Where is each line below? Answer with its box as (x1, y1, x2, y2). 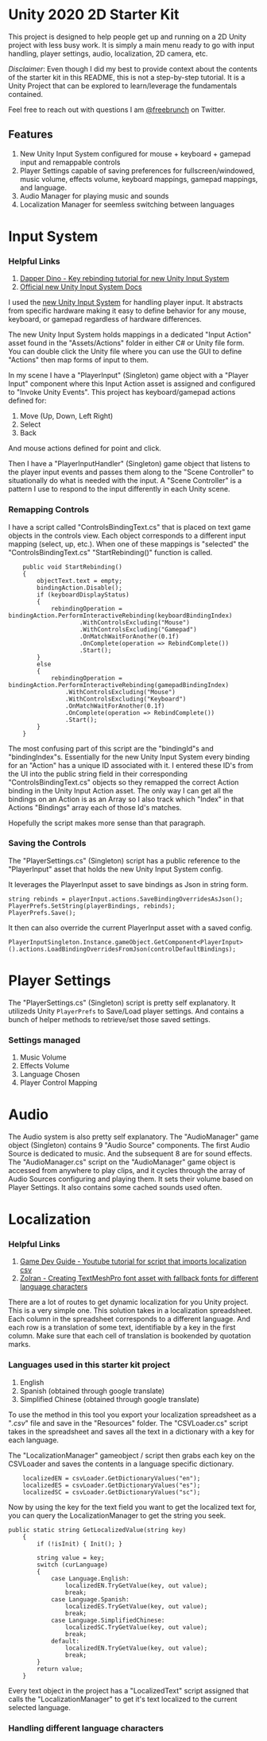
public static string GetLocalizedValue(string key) (8, 1526, 187, 1534)
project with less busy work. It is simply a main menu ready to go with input (8, 40, 255, 49)
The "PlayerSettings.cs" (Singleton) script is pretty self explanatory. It (8, 998, 236, 1007)
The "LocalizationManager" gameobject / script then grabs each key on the (8, 1450, 256, 1460)
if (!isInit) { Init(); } (37, 1539, 123, 1548)
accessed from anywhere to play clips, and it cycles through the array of (8, 1166, 246, 1175)
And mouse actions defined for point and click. (8, 443, 161, 454)
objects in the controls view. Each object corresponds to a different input (8, 531, 246, 540)
